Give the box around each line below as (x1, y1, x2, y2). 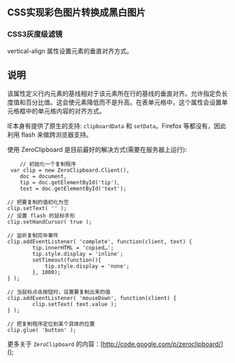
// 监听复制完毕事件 (7, 232, 59, 239)
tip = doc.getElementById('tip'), (20, 179, 120, 186)
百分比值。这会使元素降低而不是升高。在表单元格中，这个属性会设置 (25, 97, 222, 107)
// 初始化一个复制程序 (20, 160, 77, 167)
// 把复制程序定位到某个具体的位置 (7, 320, 95, 327)
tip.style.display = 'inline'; (32, 250, 124, 257)
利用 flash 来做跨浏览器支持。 (7, 130, 92, 139)
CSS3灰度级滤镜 (7, 29, 63, 39)
